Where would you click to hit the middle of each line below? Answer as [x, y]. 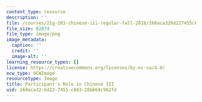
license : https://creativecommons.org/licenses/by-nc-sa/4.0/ [86, 67]
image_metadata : [26, 40]
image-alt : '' [29, 56]
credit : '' [25, 51]
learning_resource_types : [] [43, 62]
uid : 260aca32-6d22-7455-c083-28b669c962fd [62, 90]
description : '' [26, 17]
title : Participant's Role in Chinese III [60, 85]
